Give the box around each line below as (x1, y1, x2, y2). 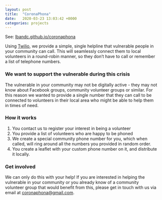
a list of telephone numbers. (5, 59, 62, 64)
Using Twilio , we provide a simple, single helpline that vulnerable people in (5, 43, 154, 49)
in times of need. (5, 102, 39, 108)
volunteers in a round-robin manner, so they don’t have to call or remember (5, 54, 155, 60)
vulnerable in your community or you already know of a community (5, 180, 139, 185)
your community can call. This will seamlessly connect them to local (5, 48, 141, 54)
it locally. (12, 151, 30, 157)
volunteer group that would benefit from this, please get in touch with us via (5, 185, 157, 190)
